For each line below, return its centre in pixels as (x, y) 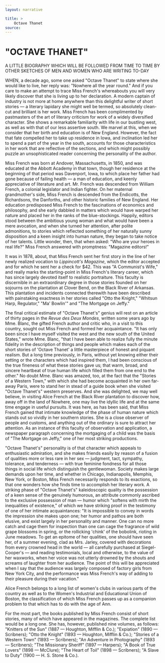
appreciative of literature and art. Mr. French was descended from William (80, 184)
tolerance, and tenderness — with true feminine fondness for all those (76, 464)
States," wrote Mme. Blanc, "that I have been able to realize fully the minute (82, 339)
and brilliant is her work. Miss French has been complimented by (78, 112)
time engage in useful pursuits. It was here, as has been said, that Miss (77, 407)
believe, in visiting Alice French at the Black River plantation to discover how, (82, 397)
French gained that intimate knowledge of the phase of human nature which (82, 412)
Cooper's (14, 553)
